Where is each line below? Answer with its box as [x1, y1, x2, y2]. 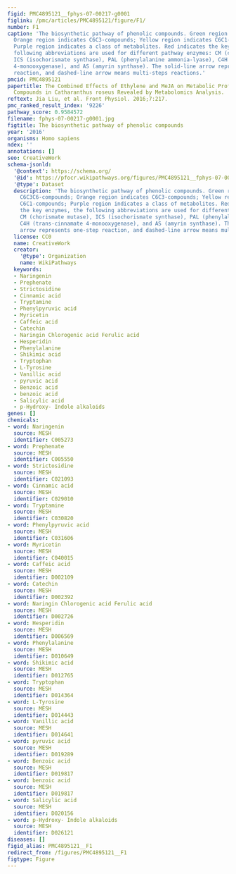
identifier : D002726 [13, 613, 74, 620]
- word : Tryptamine [7, 502, 65, 509]
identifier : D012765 [13, 672, 74, 679]
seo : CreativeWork [7, 154, 61, 162]
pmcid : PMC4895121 [7, 75, 61, 83]
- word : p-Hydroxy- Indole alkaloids [7, 816, 118, 823]
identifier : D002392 [13, 593, 74, 601]
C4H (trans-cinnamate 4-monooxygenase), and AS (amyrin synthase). [20, 220, 221, 227]
